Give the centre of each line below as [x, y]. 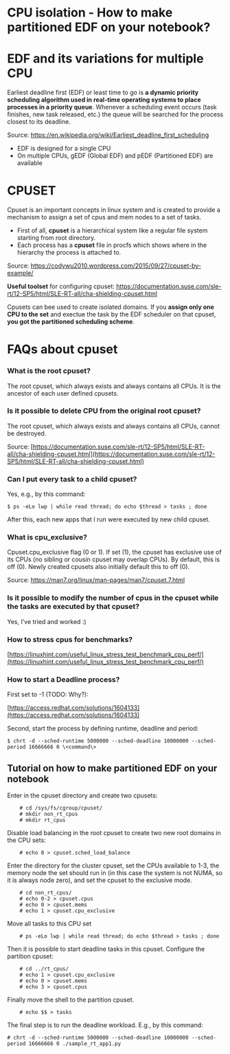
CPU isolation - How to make [90, 13]
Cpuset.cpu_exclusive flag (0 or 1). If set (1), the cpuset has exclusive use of [114, 552]
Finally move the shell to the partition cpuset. [71, 1000]
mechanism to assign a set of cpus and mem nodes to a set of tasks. [104, 217]
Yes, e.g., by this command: [46, 494]
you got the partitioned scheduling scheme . [71, 322]
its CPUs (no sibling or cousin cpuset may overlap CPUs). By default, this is [114, 559]
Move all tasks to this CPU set [49, 924]
